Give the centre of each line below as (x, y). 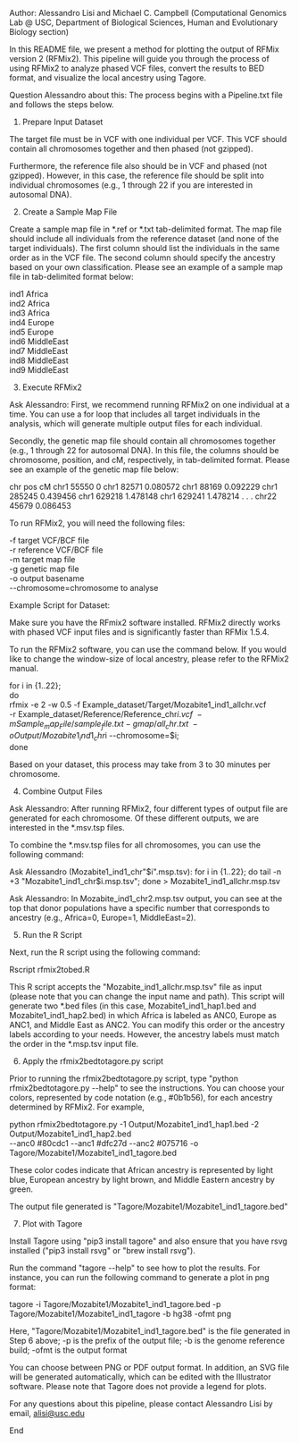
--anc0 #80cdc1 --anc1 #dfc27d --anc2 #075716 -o (104, 1143)
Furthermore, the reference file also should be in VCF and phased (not (138, 166)
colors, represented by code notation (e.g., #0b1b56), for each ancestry (141, 1097)
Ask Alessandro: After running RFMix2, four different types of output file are (149, 808)
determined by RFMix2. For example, (77, 1107)
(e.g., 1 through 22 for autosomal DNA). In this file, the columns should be (144, 450)
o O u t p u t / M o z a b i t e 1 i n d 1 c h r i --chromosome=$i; (95, 736)
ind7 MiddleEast (39, 351)
